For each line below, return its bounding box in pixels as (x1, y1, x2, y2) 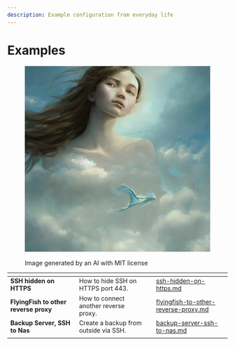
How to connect (79, 294, 125, 303)
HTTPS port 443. (79, 284, 129, 293)
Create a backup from (79, 319, 142, 327)
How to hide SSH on (79, 277, 137, 285)
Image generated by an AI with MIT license (24, 258, 148, 267)
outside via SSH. (79, 326, 127, 334)
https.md (156, 284, 182, 293)
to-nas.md (156, 326, 187, 334)
